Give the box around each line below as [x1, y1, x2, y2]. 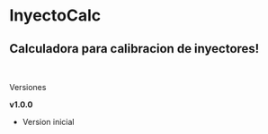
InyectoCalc [9, 5, 102, 26]
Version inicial [22, 117, 75, 127]
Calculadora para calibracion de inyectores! [9, 41, 260, 56]
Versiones [9, 82, 47, 92]
